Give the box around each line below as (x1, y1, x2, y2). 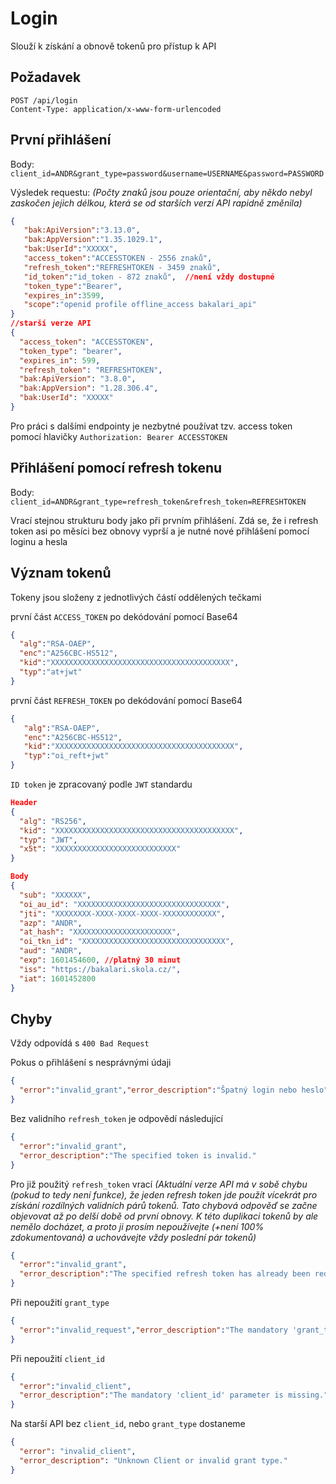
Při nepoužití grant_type (10, 1297, 110, 1308)
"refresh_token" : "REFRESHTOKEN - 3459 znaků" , (23, 262, 222, 272)
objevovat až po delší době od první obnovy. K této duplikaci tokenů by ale (10, 1210, 319, 1222)
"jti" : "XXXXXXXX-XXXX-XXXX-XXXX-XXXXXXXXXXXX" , (19, 908, 226, 919)
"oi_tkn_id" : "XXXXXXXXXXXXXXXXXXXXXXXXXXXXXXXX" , (19, 937, 235, 947)
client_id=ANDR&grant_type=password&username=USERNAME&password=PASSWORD (10, 168, 325, 179)
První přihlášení (10, 132, 112, 149)
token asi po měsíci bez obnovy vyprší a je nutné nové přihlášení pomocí (10, 525, 310, 537)
